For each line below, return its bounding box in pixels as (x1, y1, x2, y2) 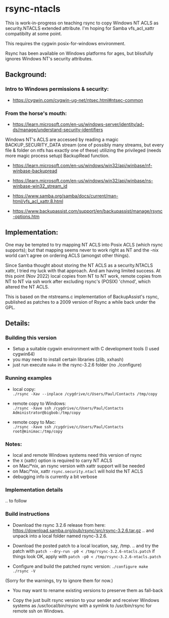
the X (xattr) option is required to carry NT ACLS (12, 457, 112, 464)
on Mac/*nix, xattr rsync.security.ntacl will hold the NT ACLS (12, 468, 143, 475)
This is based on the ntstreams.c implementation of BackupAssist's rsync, (5, 294, 159, 300)
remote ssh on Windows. (12, 608, 65, 614)
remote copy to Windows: (12, 400, 67, 406)
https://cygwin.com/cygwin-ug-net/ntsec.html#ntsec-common (12, 97, 143, 103)
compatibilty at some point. (5, 30, 62, 37)
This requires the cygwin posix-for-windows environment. (5, 40, 126, 46)
